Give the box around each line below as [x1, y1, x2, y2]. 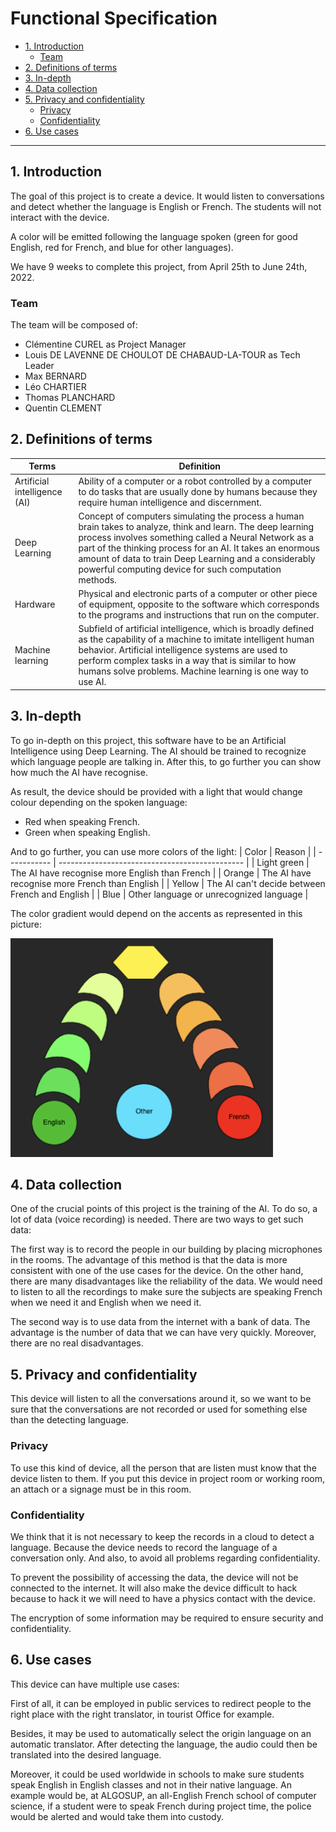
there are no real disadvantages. [10, 1337, 144, 1349]
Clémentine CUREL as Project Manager [24, 338, 187, 351]
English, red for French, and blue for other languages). [10, 241, 234, 253]
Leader [24, 360, 55, 372]
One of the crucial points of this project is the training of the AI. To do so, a [10, 1203, 318, 1215]
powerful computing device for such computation [78, 563, 282, 575]
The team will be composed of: [10, 319, 138, 331]
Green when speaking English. [24, 826, 151, 838]
